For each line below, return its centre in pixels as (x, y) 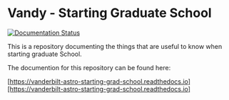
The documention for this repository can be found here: (89, 67)
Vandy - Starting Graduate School (110, 13)
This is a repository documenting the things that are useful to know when (115, 46)
